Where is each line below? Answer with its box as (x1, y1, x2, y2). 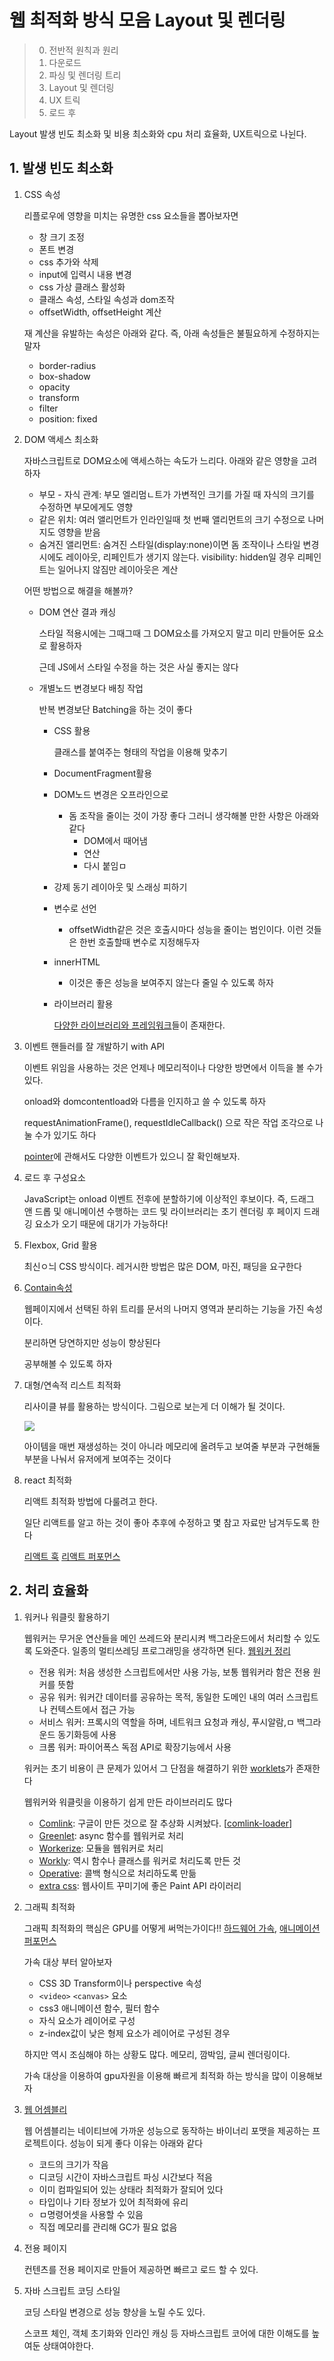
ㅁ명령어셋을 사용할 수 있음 (38, 2208, 144, 2220)
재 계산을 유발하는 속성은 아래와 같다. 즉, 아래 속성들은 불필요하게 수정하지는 (23, 327, 321, 339)
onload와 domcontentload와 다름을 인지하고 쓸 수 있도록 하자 (23, 1095, 267, 1107)
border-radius (38, 359, 97, 371)
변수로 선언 (53, 902, 97, 914)
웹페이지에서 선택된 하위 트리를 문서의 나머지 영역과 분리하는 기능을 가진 (23, 1302, 305, 1315)
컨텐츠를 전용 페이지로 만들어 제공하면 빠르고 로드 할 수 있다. (23, 2263, 259, 2275)
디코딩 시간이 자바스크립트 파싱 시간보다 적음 (38, 2171, 213, 2183)
